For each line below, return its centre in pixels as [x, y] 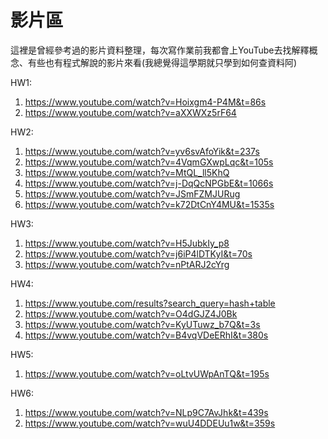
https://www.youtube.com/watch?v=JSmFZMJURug [132, 193]
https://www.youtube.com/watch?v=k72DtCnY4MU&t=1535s [149, 204]
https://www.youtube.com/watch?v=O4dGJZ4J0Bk [131, 313]
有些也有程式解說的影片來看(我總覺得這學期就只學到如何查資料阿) [162, 62]
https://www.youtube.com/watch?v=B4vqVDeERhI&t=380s [146, 335]
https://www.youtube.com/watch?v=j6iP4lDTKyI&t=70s [138, 253]
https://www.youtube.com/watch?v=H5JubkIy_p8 [127, 243]
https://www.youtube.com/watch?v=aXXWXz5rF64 [130, 112]
